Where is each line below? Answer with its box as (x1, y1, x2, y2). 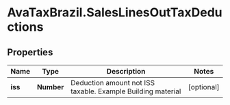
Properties (7, 46, 53, 58)
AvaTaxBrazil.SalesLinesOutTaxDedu (7, 5, 222, 20)
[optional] (188, 82, 220, 91)
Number (36, 82, 64, 91)
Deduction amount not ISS (71, 78, 155, 87)
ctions (7, 19, 44, 35)
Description (106, 67, 146, 76)
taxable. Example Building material (71, 87, 181, 96)
